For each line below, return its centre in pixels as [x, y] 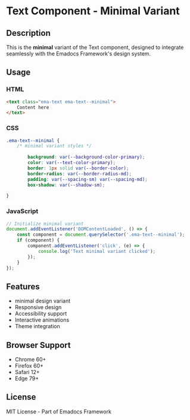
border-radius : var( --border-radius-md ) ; [80, 174]
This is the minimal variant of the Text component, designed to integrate [95, 47]
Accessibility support [41, 314]
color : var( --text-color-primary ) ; [72, 163]
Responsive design [38, 307]
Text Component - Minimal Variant [93, 11]
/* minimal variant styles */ [54, 146]
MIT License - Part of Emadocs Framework [59, 411]
